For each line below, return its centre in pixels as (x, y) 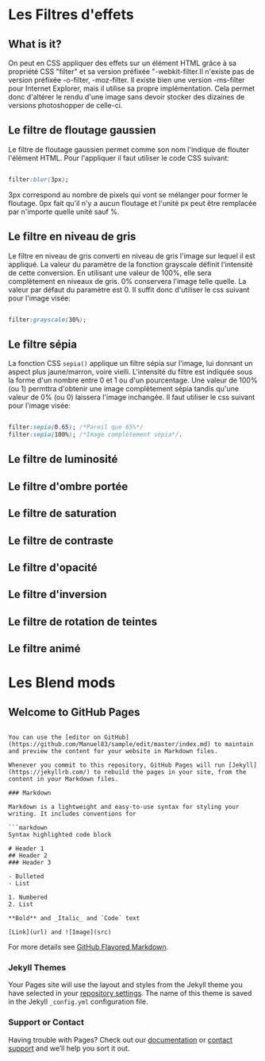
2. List (21, 904)
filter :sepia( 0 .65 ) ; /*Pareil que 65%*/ (76, 427)
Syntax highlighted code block (60, 835)
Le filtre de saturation (63, 513)
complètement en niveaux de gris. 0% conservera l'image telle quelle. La (127, 281)
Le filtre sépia (43, 344)
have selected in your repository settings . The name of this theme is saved (130, 993)
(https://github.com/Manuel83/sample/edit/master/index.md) (110, 744)
